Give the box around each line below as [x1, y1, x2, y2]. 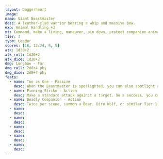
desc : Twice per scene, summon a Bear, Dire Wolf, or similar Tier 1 [14, 102, 158, 107]
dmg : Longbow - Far [5, 61, 45, 66]
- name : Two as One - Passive [9, 79, 70, 84]
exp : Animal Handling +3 [5, 25, 55, 30]
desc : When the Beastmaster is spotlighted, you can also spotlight [14, 83, 155, 89]
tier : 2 [5, 34, 21, 39]
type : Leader [5, 39, 32, 44]
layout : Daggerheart [5, 7, 47, 12]
